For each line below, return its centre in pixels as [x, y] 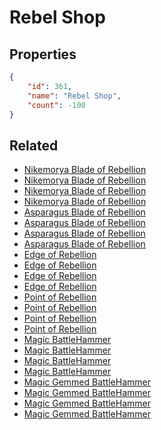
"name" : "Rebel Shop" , [74, 96]
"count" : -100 [56, 105]
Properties [43, 54]
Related [34, 145]
